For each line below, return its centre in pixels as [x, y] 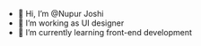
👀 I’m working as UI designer [71, 23]
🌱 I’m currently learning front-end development [105, 32]
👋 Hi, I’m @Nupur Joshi [61, 14]
